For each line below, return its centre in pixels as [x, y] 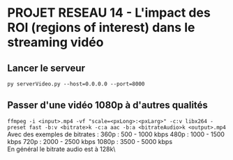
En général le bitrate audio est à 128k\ [61, 149]
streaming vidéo [55, 42]
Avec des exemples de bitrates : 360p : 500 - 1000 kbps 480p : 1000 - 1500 [116, 134]
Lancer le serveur [46, 68]
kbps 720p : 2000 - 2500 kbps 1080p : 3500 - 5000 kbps [90, 141]
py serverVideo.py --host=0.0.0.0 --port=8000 [76, 84]
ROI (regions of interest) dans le [101, 27]
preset [17, 127]
